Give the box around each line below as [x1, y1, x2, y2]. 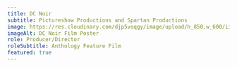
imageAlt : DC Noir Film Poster [7, 29, 99, 37]
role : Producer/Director [7, 36, 80, 43]
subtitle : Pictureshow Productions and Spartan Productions [7, 17, 188, 24]
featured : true [7, 50, 52, 57]
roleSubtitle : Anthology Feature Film [7, 43, 121, 50]
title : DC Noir [7, 10, 52, 17]
